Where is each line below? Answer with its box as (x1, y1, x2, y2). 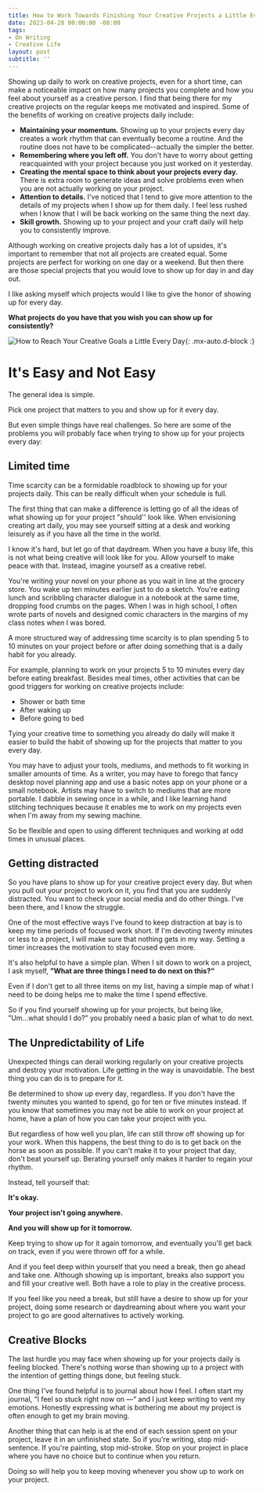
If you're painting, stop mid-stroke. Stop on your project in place (41, 1443, 249, 1453)
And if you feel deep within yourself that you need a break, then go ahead (8, 1262, 246, 1271)
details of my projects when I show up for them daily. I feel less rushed (19, 200, 248, 210)
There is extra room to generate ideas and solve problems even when (19, 175, 244, 184)
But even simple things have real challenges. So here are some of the (8, 420, 232, 429)
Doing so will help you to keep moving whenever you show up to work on (8, 1467, 244, 1476)
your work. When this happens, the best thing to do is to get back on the (8, 1137, 242, 1147)
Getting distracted (8, 857, 99, 870)
